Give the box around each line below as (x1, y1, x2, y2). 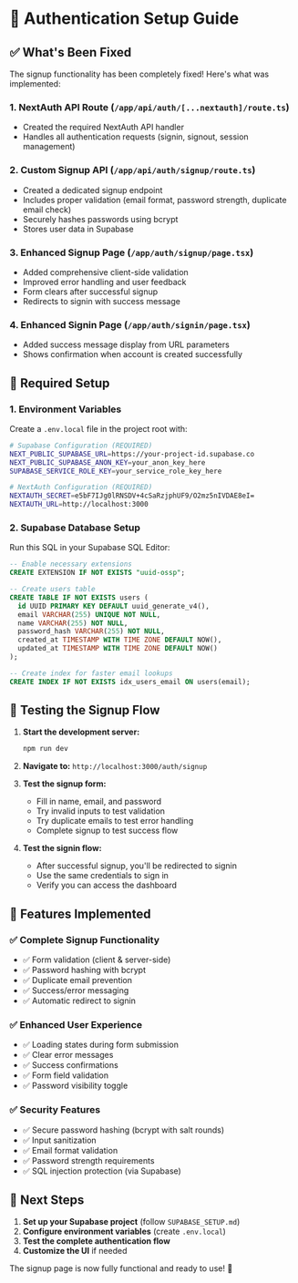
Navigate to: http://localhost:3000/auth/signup (22, 761, 208, 772)
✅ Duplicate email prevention (22, 975, 133, 986)
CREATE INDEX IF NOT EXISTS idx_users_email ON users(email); (9, 677, 251, 686)
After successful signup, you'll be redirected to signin (36, 860, 238, 871)
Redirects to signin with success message (22, 295, 180, 306)
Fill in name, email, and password (36, 796, 162, 807)
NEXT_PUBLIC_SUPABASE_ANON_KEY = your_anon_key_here (9, 457, 206, 467)
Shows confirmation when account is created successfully (22, 349, 243, 360)
